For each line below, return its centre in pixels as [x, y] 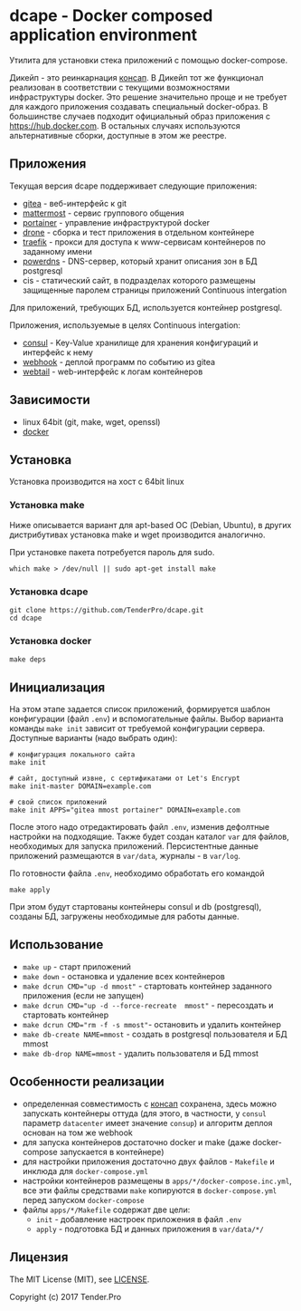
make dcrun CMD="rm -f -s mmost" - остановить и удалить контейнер [152, 1024]
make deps [28, 660]
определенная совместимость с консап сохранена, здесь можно [150, 1104]
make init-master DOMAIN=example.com [80, 786]
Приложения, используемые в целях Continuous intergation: [125, 325]
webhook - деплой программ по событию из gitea [118, 361]
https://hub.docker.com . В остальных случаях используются [125, 125]
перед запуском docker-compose [83, 1200]
